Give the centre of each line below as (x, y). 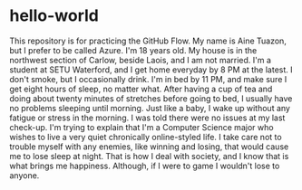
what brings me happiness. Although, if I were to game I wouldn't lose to (145, 166)
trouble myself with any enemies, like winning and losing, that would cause (149, 147)
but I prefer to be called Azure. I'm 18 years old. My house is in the (133, 50)
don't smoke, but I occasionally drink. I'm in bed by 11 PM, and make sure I (148, 79)
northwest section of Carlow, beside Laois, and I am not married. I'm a (141, 60)
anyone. (24, 175)
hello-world (54, 16)
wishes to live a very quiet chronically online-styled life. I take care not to (146, 137)
